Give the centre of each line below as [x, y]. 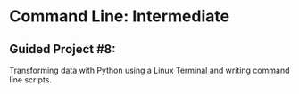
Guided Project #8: [62, 49]
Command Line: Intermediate [120, 16]
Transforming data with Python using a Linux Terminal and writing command [149, 70]
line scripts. [30, 80]
